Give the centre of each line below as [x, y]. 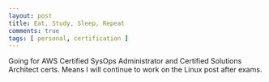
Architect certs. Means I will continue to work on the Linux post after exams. [135, 70]
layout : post [30, 16]
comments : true [34, 31]
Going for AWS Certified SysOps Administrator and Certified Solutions [125, 61]
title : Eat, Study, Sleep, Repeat [67, 23]
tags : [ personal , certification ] [68, 38]
